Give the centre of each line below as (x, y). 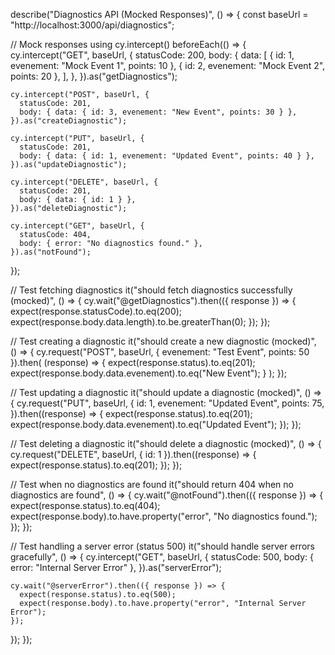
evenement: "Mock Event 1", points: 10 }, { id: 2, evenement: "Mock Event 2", (168, 65)
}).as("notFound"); (51, 252)
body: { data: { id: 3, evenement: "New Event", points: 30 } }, (158, 112)
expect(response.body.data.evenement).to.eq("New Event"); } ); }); (149, 373)
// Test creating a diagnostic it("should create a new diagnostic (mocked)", (163, 341)
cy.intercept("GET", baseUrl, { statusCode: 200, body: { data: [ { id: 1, (152, 55)
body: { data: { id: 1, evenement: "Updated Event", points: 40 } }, (167, 156)
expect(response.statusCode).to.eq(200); (96, 311)
